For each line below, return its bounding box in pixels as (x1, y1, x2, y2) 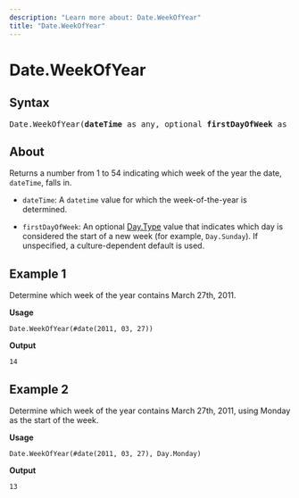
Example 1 (9, 266, 67, 281)
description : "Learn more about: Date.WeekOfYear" (9, 12, 202, 22)
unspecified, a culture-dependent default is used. (21, 240, 205, 251)
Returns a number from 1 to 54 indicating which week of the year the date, (9, 168, 283, 178)
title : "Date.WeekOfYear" (9, 21, 105, 30)
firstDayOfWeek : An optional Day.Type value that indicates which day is (21, 221, 284, 232)
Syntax (9, 95, 50, 111)
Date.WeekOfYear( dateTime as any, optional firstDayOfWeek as (9, 119, 287, 129)
